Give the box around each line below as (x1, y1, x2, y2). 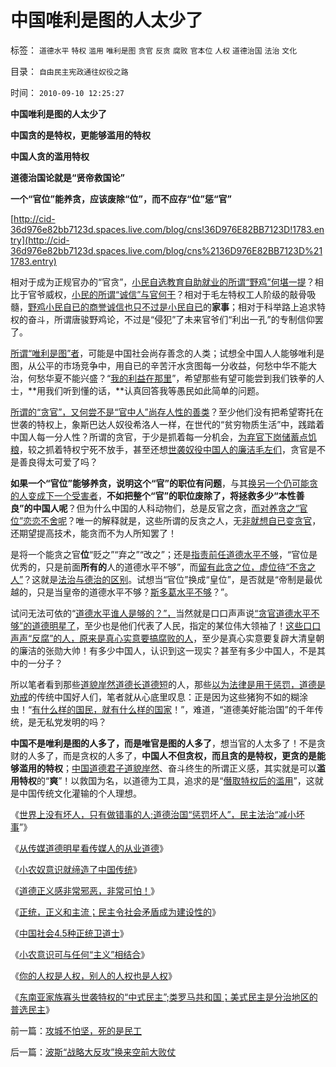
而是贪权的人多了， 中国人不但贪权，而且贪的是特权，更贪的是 (62, 749, 317, 761)
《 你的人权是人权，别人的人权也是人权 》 (10, 969, 177, 981)
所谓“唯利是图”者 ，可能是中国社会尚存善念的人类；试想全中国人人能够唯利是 (10, 347, 325, 359)
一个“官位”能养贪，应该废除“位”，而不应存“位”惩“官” (10, 192, 233, 205)
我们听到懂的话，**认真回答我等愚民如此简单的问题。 (45, 384, 265, 396)
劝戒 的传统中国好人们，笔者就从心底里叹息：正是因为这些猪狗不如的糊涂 (10, 691, 308, 703)
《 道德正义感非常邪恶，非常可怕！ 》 (10, 884, 160, 896)
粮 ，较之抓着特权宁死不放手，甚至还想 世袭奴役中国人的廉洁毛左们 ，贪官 (10, 443, 308, 455)
